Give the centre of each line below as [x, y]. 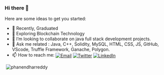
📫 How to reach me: [33, 55]
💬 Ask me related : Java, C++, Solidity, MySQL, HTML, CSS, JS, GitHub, [85, 44]
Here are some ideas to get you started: [46, 19]
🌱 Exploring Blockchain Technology [48, 34]
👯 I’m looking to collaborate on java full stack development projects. [81, 39]
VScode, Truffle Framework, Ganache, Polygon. [61, 50]
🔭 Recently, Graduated [35, 28]
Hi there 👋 [17, 8]
